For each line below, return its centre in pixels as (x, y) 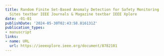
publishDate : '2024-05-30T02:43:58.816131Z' (51, 23)
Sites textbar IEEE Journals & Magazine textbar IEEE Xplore (73, 14)
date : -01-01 (18, 19)
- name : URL (17, 41)
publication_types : (25, 28)
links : (12, 37)
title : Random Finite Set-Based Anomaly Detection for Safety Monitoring (82, 9)
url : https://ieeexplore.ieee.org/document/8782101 (64, 46)
